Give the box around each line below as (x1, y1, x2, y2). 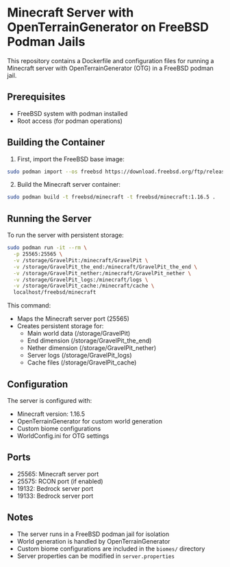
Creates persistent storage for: (16, 322, 104, 330)
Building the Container (7, 137, 105, 148)
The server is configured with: (7, 396, 92, 404)
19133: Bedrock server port (16, 491, 94, 500)
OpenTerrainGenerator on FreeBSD (7, 19, 209, 35)
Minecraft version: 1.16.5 (16, 410, 86, 418)
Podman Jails (7, 34, 86, 49)
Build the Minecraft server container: (16, 181, 121, 189)
